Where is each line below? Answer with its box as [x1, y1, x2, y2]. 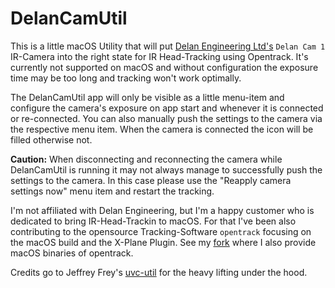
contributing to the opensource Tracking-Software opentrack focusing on [10, 225, 312, 237]
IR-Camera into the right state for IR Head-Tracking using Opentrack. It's [10, 50, 309, 62]
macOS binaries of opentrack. [10, 247, 134, 259]
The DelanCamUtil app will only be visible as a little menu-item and [10, 91, 285, 103]
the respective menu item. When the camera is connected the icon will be [10, 123, 314, 135]
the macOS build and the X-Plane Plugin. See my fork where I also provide [10, 236, 317, 248]
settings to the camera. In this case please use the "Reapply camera [10, 174, 292, 186]
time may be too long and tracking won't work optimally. [10, 72, 242, 84]
